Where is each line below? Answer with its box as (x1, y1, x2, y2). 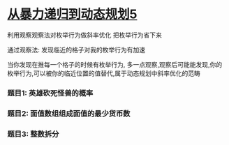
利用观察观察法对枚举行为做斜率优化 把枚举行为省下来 (7, 31, 162, 39)
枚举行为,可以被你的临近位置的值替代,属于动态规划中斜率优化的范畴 (7, 69, 201, 77)
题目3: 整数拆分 (7, 129, 59, 139)
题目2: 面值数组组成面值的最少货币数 (7, 109, 131, 119)
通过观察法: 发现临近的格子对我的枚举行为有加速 (7, 45, 145, 54)
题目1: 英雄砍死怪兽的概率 (7, 88, 94, 98)
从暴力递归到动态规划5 (7, 6, 138, 22)
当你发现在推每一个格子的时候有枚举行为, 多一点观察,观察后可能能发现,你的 (7, 60, 223, 68)
